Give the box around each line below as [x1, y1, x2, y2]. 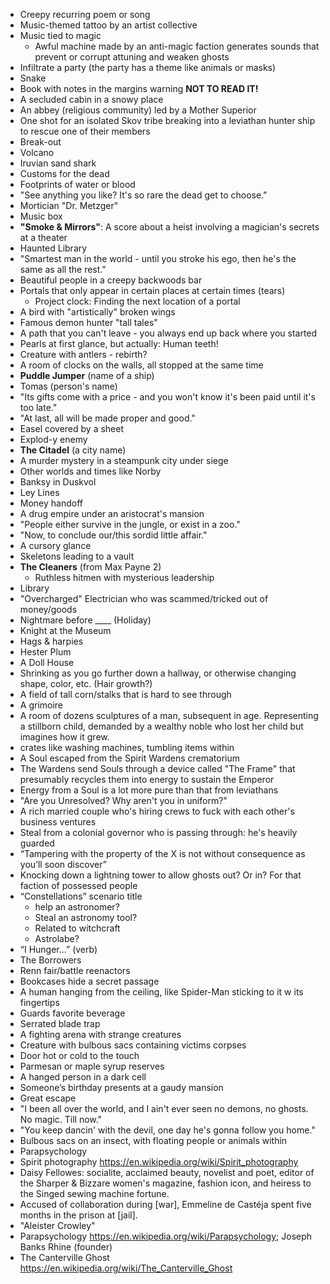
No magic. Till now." [19, 1114, 103, 1125]
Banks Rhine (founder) [19, 1241, 113, 1253]
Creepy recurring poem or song [19, 9, 151, 20]
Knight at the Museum [19, 625, 112, 636]
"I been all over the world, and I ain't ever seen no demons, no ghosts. [19, 1103, 309, 1114]
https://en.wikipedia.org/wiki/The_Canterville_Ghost [19, 1262, 233, 1274]
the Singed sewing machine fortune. [19, 1188, 170, 1199]
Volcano [19, 147, 55, 158]
